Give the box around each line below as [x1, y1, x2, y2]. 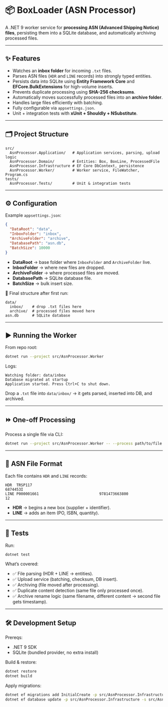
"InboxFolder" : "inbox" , [9, 231, 61, 236]
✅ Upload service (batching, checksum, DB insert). [12, 576, 118, 582]
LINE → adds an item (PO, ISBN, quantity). [12, 510, 99, 516]
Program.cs [5, 172, 28, 177]
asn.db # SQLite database [5, 313, 70, 318]
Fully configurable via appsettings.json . [12, 105, 95, 111]
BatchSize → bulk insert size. [12, 280, 73, 286]
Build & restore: [5, 659, 37, 665]
